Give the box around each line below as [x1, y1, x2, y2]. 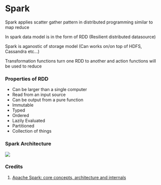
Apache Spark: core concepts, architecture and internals [12, 174, 126, 180]
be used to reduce [5, 63, 42, 69]
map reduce [5, 24, 29, 30]
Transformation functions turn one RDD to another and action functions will [5, 58, 156, 64]
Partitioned [12, 123, 35, 129]
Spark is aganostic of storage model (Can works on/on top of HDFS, [5, 43, 142, 49]
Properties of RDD [5, 75, 49, 82]
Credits [5, 163, 23, 170]
